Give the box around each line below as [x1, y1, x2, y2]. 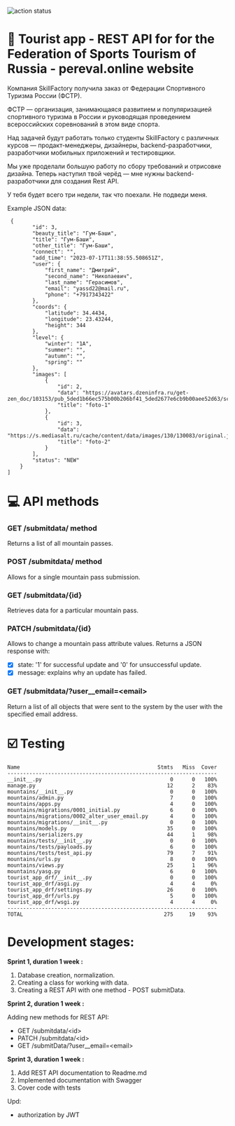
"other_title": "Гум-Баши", [32, 242, 114, 249]
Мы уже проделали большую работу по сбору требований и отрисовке [7, 162, 222, 170]
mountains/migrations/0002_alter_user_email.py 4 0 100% [7, 813, 218, 820]
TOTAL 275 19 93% [7, 911, 218, 918]
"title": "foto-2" [57, 438, 111, 445]
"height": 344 [44, 322, 86, 329]
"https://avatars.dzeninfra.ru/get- [82, 389, 190, 396]
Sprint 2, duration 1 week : [7, 999, 85, 1008]
